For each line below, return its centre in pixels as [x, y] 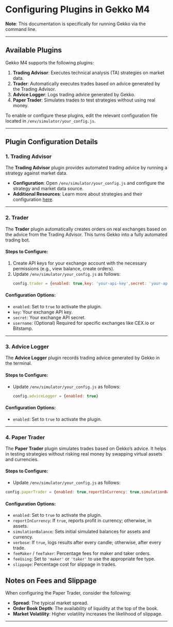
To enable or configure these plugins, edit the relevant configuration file [82, 115]
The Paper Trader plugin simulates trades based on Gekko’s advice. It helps [86, 448]
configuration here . [33, 200]
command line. [21, 29]
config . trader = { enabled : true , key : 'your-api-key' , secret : [80, 283]
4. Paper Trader [25, 437]
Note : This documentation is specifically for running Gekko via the [75, 24]
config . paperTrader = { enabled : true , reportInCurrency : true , [73, 492]
